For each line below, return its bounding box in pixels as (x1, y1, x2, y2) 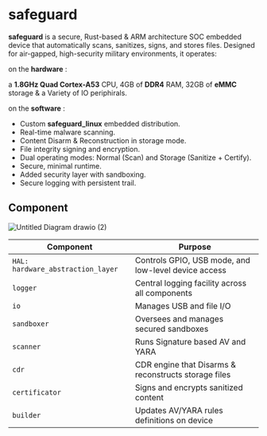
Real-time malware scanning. (19, 127, 116, 137)
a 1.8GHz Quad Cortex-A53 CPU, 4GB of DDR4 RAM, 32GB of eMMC (8, 80, 237, 89)
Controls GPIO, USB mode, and (134, 255, 250, 266)
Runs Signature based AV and (134, 336, 246, 347)
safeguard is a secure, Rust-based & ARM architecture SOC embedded (8, 32, 242, 41)
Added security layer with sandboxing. (19, 169, 146, 179)
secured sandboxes (134, 323, 209, 334)
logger (12, 283, 37, 292)
